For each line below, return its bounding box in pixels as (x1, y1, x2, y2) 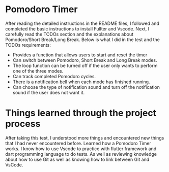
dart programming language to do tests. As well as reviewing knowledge (5, 151, 157, 157)
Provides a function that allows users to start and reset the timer (12, 52, 148, 58)
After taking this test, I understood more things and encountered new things (5, 134, 164, 141)
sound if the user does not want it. (12, 89, 85, 95)
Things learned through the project (5, 108, 157, 119)
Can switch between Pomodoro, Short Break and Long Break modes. (12, 57, 157, 63)
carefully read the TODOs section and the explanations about (5, 31, 134, 37)
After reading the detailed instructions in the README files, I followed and (5, 20, 159, 26)
